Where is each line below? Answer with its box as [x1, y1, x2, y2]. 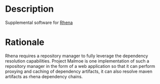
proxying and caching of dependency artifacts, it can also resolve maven [5, 68, 153, 74]
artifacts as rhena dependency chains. [5, 73, 83, 79]
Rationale [5, 37, 45, 48]
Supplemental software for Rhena [5, 20, 73, 25]
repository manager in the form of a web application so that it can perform [5, 63, 156, 69]
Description [5, 3, 54, 15]
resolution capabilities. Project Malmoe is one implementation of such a [5, 58, 150, 64]
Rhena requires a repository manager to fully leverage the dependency [5, 53, 148, 59]
